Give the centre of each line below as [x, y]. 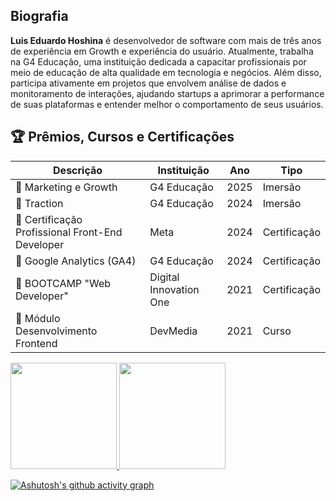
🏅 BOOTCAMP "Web [63, 283]
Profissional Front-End [69, 232]
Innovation [174, 289]
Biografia [39, 16]
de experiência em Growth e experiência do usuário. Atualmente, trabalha [162, 51]
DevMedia [173, 331]
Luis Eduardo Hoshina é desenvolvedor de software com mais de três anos [166, 40]
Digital [164, 277]
